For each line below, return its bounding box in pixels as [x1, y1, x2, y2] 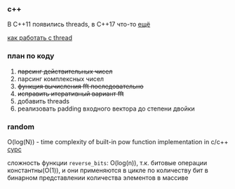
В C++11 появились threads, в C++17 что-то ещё [7, 20, 151, 29]
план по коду [7, 51, 55, 61]
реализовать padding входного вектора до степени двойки [17, 104, 195, 113]
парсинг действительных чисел [17, 67, 113, 76]
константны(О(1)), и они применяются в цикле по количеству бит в [7, 166, 208, 174]
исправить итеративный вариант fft [17, 89, 124, 98]
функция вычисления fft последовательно [17, 82, 144, 90]
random [7, 122, 35, 132]
